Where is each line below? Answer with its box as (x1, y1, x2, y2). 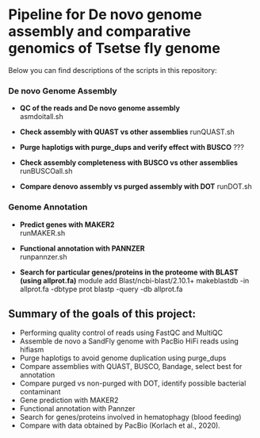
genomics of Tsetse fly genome (8, 40, 220, 57)
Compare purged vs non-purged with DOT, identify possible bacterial (19, 378, 247, 388)
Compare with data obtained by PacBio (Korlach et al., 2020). (19, 421, 220, 430)
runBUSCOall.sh (19, 167, 73, 176)
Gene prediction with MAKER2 (19, 395, 119, 405)
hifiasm (19, 345, 44, 355)
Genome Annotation (8, 202, 88, 213)
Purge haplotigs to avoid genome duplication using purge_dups (19, 353, 227, 363)
